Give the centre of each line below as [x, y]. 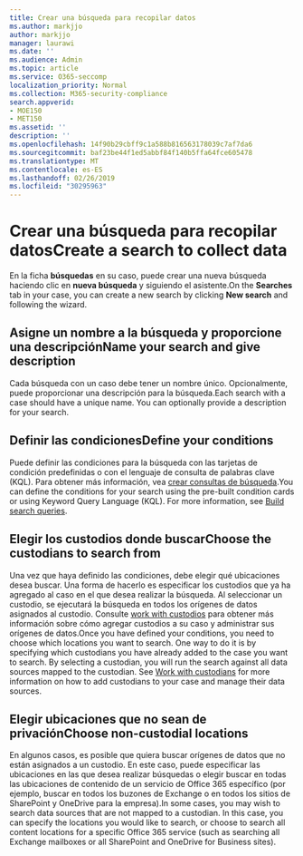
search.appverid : [42, 102]
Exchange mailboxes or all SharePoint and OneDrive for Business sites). [143, 842]
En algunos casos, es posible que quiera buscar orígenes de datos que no [147, 755]
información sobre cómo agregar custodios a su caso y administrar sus [142, 623]
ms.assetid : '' [38, 128]
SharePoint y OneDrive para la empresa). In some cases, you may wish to [145, 803]
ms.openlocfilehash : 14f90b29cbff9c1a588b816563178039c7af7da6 [131, 144]
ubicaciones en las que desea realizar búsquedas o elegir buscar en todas [148, 774]
